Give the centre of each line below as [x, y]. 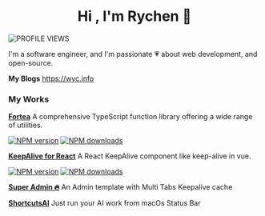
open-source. [31, 62]
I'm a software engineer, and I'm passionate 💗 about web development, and [133, 54]
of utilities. [26, 125]
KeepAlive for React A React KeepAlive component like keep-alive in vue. [130, 156]
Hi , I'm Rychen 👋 [135, 16]
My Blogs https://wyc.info [51, 78]
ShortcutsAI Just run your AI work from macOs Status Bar [104, 203]
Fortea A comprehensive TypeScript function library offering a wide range [130, 117]
